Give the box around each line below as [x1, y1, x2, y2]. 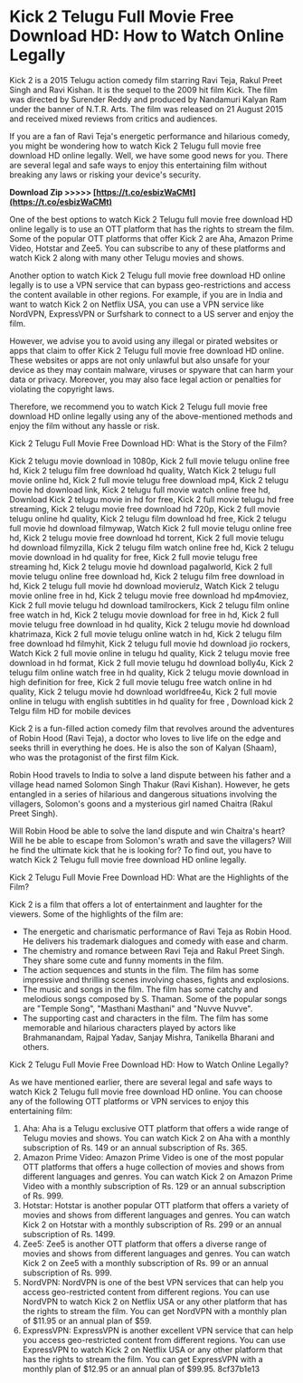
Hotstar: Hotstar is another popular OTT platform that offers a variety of [22, 1199, 289, 1210]
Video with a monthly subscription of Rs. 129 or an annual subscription [22, 1180, 286, 1191]
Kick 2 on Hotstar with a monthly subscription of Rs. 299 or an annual [22, 1219, 282, 1230]
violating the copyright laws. [9, 383, 115, 395]
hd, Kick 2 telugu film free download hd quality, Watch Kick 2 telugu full [9, 464, 276, 476]
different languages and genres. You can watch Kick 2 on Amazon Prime [22, 1170, 293, 1182]
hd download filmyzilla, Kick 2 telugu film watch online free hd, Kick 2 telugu [9, 541, 294, 553]
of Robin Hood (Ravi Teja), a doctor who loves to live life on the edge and [9, 732, 281, 743]
